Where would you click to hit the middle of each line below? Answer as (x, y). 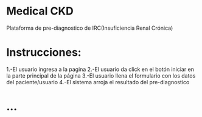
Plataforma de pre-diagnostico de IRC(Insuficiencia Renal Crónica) (90, 28)
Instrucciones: (44, 52)
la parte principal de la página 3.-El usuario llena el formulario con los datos (101, 75)
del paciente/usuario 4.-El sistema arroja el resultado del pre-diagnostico (98, 82)
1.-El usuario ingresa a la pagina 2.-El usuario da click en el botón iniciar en (100, 69)
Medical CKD (40, 11)
